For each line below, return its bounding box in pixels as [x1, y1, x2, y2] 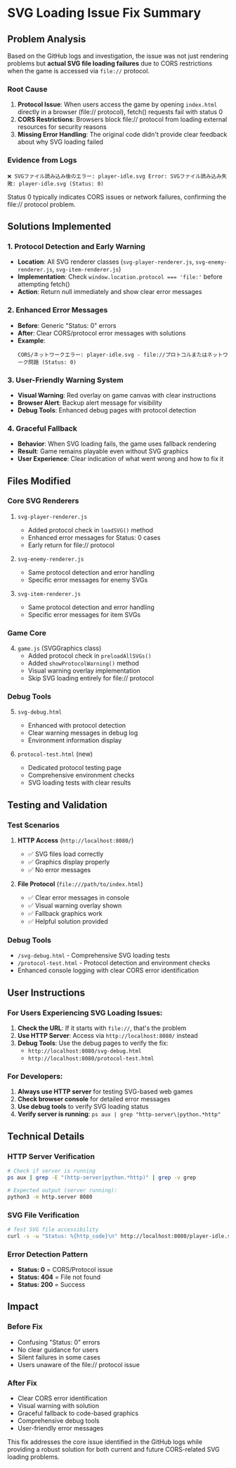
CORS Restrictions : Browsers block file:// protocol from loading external [17, 115, 228, 124]
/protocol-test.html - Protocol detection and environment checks [17, 959, 211, 967]
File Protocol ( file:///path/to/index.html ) [17, 880, 143, 888]
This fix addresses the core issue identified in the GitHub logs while [7, 1437, 202, 1446]
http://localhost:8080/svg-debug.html [27, 1048, 142, 1055]
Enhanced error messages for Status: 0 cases [27, 533, 161, 542]
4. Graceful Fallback [7, 423, 77, 433]
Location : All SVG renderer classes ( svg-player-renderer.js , [17, 257, 195, 266]
